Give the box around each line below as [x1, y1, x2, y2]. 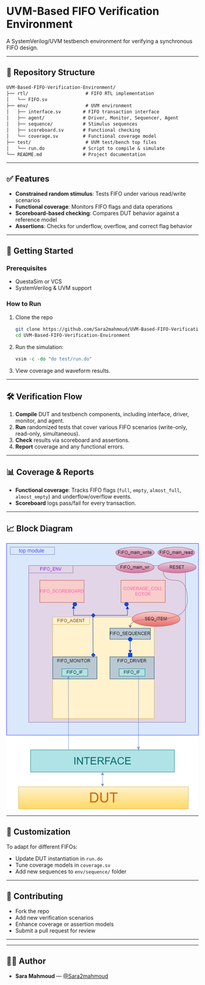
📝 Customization [6, 827, 71, 837]
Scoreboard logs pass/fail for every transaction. [15, 499, 137, 507]
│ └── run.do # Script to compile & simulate [6, 145, 165, 151]
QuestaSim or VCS [15, 278, 62, 285]
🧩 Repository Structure [6, 67, 95, 78]
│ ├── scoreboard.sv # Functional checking [6, 127, 140, 133]
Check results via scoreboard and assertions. [15, 436, 130, 444]
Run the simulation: [15, 344, 64, 351]
